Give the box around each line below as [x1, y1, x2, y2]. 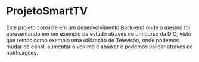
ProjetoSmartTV [6, 4, 88, 18]
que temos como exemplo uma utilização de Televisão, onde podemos [6, 36, 179, 44]
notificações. [6, 49, 39, 56]
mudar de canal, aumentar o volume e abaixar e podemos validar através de [6, 43, 193, 50]
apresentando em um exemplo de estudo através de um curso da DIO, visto [6, 30, 192, 37]
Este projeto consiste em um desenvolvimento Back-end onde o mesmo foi [6, 24, 191, 31]
